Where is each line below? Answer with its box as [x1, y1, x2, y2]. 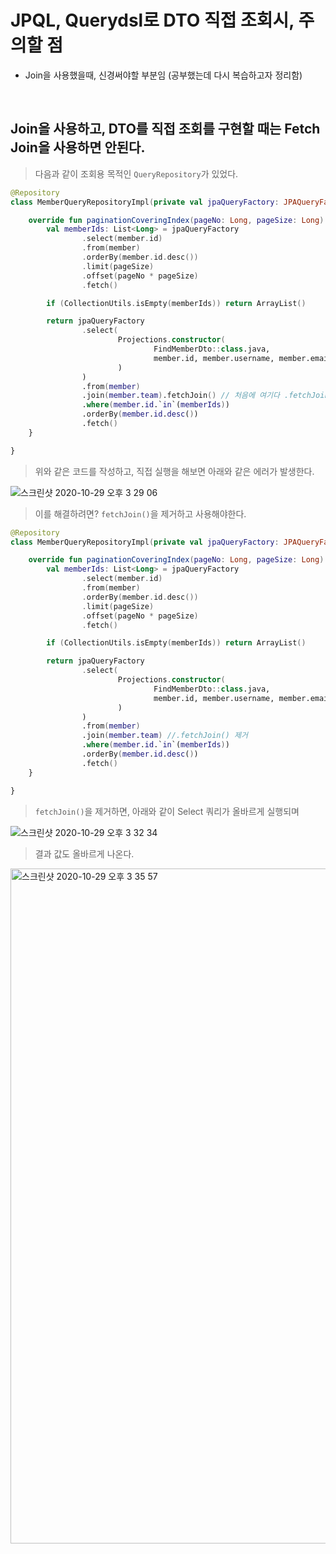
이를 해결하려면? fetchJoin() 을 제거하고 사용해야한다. [34, 507, 247, 520]
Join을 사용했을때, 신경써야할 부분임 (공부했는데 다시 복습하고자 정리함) [24, 69, 303, 81]
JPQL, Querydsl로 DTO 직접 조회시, [10, 9, 295, 32]
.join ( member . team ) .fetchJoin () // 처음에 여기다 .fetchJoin [81, 391, 330, 401]
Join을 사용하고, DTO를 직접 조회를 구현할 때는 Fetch [10, 121, 321, 138]
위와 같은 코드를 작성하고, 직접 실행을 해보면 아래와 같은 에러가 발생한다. [34, 465, 315, 477]
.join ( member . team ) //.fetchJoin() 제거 [81, 731, 248, 741]
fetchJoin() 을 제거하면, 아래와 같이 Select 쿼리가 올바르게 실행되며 [34, 805, 300, 817]
